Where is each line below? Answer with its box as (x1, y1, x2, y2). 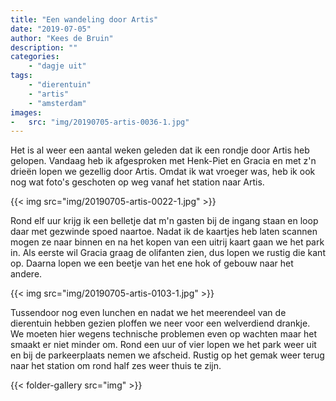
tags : (10, 71, 33, 81)
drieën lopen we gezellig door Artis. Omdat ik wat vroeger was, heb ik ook (10, 166, 316, 178)
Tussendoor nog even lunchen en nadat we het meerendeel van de (10, 307, 287, 319)
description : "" (10, 42, 78, 53)
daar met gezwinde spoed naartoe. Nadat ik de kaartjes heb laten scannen (10, 226, 318, 238)
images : (10, 107, 43, 118)
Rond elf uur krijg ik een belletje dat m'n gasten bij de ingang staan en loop (10, 215, 319, 227)
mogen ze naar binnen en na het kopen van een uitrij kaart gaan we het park (10, 236, 325, 248)
